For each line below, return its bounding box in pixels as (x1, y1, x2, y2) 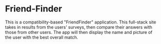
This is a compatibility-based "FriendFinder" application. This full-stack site (5, 19, 157, 25)
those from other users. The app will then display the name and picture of (5, 29, 153, 35)
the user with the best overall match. (5, 34, 78, 40)
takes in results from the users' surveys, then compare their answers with (5, 24, 152, 30)
